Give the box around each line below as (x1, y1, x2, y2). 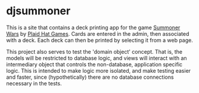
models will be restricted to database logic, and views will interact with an (6, 54, 187, 61)
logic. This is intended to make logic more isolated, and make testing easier (6, 67, 191, 74)
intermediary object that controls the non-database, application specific (6, 61, 183, 68)
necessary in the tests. (6, 79, 62, 87)
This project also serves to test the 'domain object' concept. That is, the (6, 48, 183, 55)
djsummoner (6, 4, 71, 18)
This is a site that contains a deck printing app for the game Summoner (6, 24, 181, 31)
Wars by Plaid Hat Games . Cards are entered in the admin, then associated (6, 30, 189, 37)
